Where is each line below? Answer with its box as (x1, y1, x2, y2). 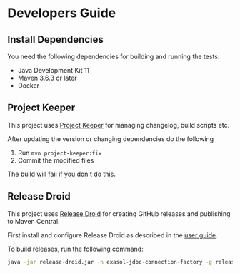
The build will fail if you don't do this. (7, 170, 116, 178)
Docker (17, 81, 40, 90)
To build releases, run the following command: (7, 244, 144, 253)
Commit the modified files (17, 155, 94, 165)
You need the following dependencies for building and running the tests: (7, 52, 220, 61)
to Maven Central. (7, 217, 60, 225)
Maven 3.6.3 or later (17, 73, 77, 82)
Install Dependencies (7, 34, 104, 46)
